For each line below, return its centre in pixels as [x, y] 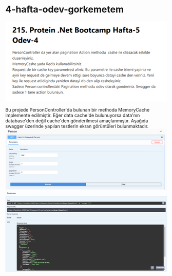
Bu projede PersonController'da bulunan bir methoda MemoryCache [78, 109]
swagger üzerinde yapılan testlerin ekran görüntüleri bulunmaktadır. [77, 126]
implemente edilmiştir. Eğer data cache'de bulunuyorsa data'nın [73, 115]
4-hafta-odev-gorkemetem [65, 10]
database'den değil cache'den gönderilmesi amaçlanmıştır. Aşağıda [77, 121]
